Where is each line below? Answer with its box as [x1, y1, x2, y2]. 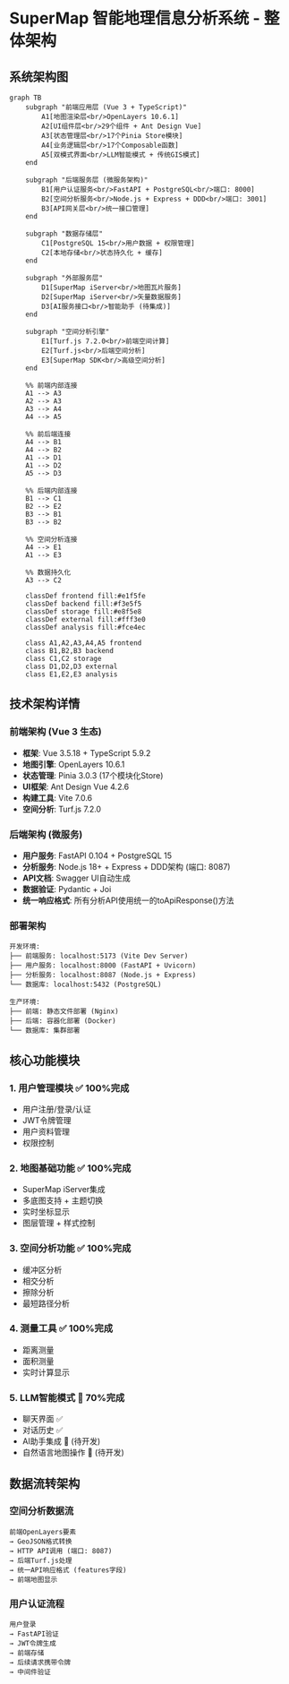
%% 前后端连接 [25, 430, 72, 439]
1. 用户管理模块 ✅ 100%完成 [9, 1081, 130, 1094]
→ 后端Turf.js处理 [9, 1556, 72, 1565]
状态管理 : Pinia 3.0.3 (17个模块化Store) [21, 769, 164, 780]
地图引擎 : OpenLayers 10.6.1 [21, 759, 125, 769]
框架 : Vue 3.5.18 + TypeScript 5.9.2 [21, 747, 151, 758]
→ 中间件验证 [9, 1668, 51, 1677]
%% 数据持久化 [25, 568, 72, 577]
